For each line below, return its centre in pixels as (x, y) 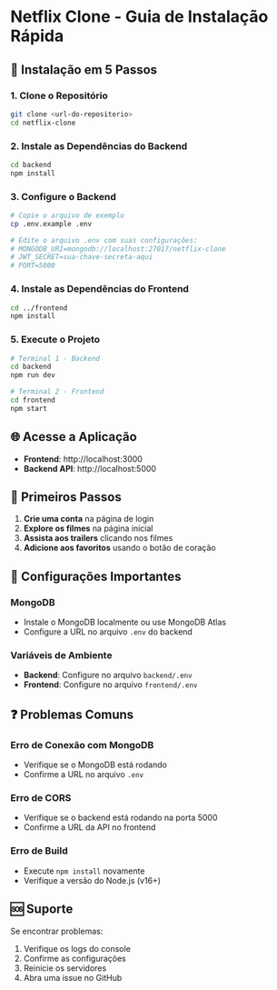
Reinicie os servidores (65, 968)
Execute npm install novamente (84, 871)
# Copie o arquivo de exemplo (68, 215)
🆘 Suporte (42, 910)
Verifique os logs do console (77, 948)
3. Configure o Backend (64, 196)
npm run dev (33, 375)
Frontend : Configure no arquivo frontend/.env (110, 685)
